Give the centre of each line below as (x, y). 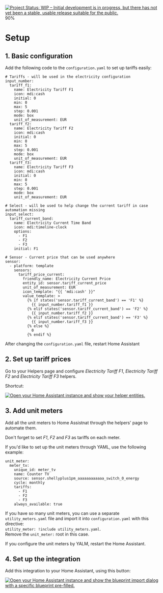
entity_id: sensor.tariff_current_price (65, 283)
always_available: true (38, 504)
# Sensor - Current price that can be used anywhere (60, 257)
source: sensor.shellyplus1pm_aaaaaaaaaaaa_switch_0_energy (77, 478)
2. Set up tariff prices (38, 359)
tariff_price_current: (41, 275)
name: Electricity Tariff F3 (44, 167)
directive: (14, 524)
